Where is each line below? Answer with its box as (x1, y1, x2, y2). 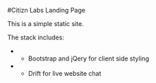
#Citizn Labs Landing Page (7, 6, 86, 14)
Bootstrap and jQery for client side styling (28, 54, 150, 63)
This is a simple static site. (7, 20, 84, 27)
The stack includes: (7, 33, 65, 41)
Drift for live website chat (28, 70, 102, 77)
